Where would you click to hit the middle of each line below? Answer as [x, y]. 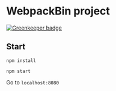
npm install [21, 61]
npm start [19, 71]
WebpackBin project [58, 11]
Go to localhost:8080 [32, 82]
